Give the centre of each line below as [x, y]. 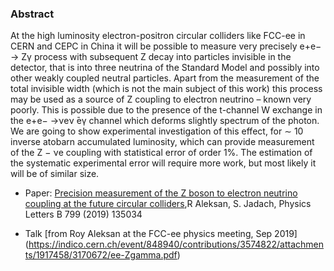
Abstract [32, 14]
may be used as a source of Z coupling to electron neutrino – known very [161, 99]
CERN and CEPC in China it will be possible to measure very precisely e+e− [166, 46]
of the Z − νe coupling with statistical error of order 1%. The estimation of [161, 153]
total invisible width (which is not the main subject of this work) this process [166, 89]
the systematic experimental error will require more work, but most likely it [163, 163]
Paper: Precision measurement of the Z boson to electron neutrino [161, 193]
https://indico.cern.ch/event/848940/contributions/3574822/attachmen [176, 244]
